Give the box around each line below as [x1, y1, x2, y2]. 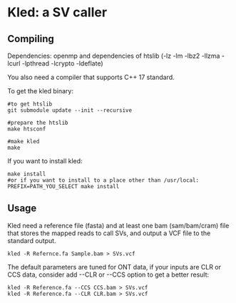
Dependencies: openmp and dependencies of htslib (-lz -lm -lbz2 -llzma [7, 51, 220, 60]
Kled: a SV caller [7, 4, 108, 21]
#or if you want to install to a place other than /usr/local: [7, 177, 200, 184]
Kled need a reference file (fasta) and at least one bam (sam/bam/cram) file [7, 221, 230, 230]
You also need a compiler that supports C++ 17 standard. [7, 73, 175, 81]
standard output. [7, 236, 56, 245]
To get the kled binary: [7, 87, 73, 95]
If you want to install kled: [7, 157, 83, 165]
